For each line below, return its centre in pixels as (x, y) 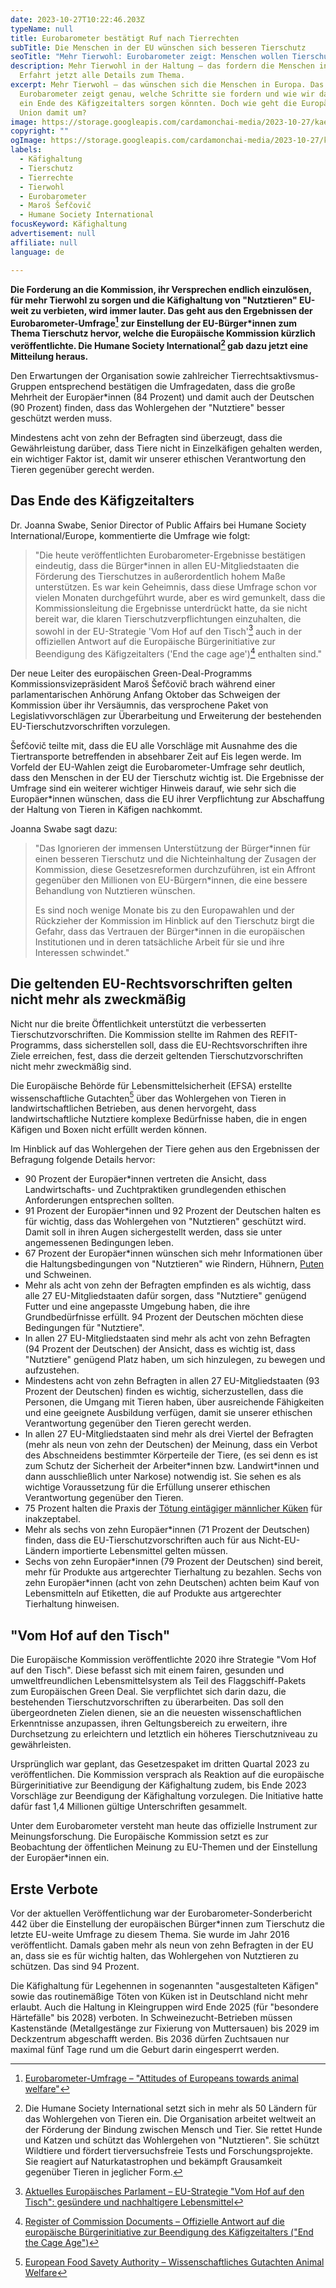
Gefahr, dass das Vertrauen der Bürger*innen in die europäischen (170, 931)
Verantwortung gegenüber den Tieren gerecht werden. (138, 1423)
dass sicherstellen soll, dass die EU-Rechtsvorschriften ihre (185, 1045)
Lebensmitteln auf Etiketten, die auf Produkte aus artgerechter (153, 1593)
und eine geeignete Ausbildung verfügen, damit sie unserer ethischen (168, 1413)
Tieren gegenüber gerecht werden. (82, 469)
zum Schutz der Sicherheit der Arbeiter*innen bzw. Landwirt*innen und (172, 1466)
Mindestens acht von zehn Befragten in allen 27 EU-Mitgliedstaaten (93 (172, 1381)
